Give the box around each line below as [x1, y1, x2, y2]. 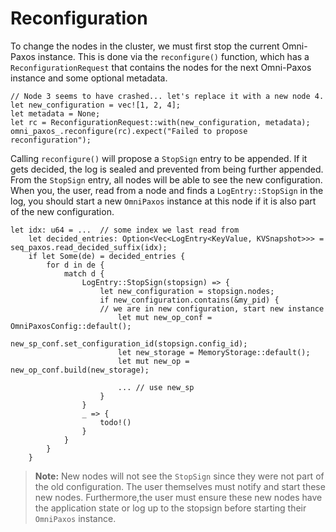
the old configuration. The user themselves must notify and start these [34, 480, 326, 492]
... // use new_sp [117, 382, 195, 392]
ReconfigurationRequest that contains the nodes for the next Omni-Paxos [10, 61, 312, 73]
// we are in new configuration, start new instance [99, 303, 325, 314]
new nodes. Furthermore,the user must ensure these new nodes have [34, 491, 323, 503]
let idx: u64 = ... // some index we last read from [10, 225, 240, 235]
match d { [63, 268, 105, 279]
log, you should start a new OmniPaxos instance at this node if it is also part [10, 195, 317, 207]
